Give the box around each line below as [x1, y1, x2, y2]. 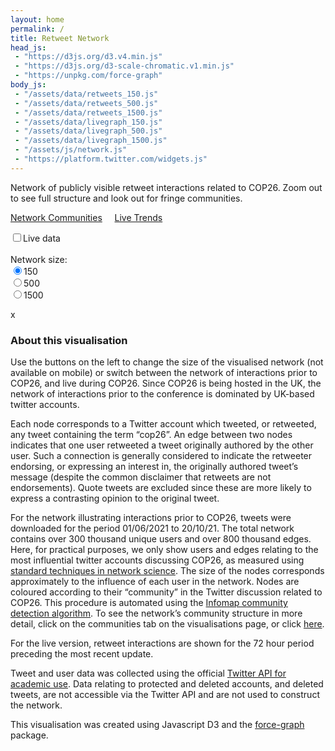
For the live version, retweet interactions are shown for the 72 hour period [10, 637, 315, 650]
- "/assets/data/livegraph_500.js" [14, 126, 163, 136]
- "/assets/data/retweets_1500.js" [14, 107, 163, 118]
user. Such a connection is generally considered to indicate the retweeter [10, 450, 313, 462]
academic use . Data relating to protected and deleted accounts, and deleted [10, 678, 324, 690]
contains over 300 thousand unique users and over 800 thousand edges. [10, 533, 312, 545]
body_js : [10, 80, 47, 90]
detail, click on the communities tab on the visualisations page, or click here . [10, 618, 325, 630]
